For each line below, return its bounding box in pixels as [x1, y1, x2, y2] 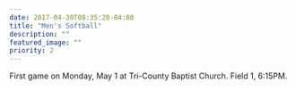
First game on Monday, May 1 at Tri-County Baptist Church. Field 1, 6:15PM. [9, 70, 288, 81]
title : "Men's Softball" [9, 21, 102, 30]
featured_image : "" [9, 37, 83, 47]
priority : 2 [9, 46, 54, 55]
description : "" [9, 29, 70, 38]
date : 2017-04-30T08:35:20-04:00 [9, 12, 135, 22]
